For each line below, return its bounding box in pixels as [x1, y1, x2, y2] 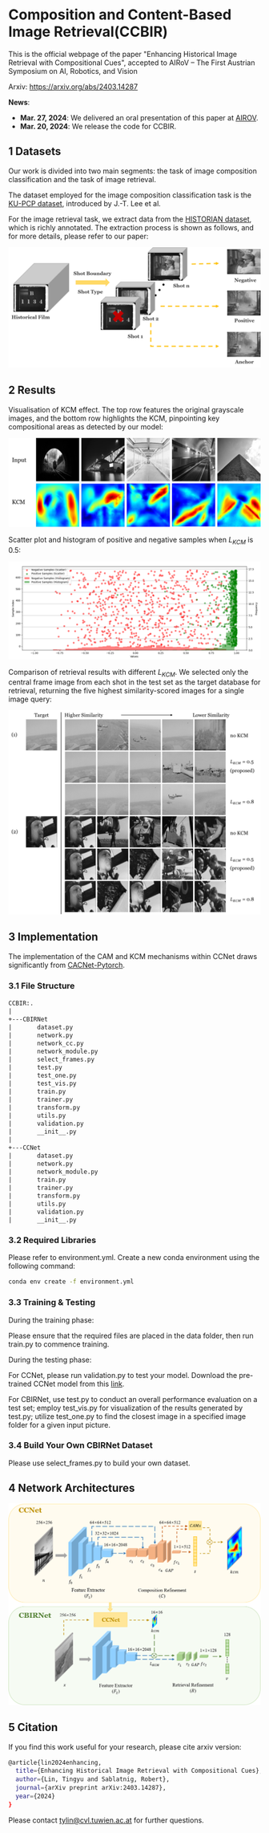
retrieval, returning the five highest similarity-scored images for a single [8, 686, 244, 696]
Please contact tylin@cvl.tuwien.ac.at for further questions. [8, 1815, 204, 1825]
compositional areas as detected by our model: [8, 421, 164, 431]
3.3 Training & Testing [8, 1297, 96, 1308]
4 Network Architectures [8, 1481, 135, 1495]
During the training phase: [8, 1315, 94, 1325]
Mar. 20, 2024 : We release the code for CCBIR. [19, 121, 177, 131]
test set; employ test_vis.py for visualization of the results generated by [8, 1403, 243, 1412]
